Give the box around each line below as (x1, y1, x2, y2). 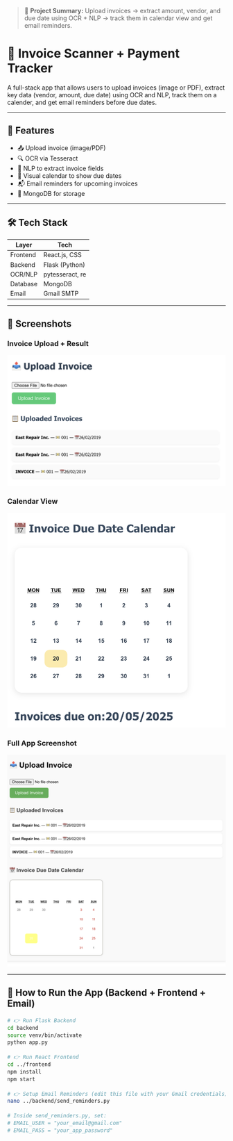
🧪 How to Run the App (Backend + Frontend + (7, 987, 207, 999)
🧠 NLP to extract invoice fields (17, 164, 104, 172)
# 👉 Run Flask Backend (7, 1017, 76, 1024)
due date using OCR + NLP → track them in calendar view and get (24, 14, 213, 22)
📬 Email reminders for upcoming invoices (17, 179, 138, 188)
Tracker (7, 60, 53, 76)
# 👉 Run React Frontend (7, 1053, 79, 1061)
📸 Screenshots (7, 318, 72, 330)
